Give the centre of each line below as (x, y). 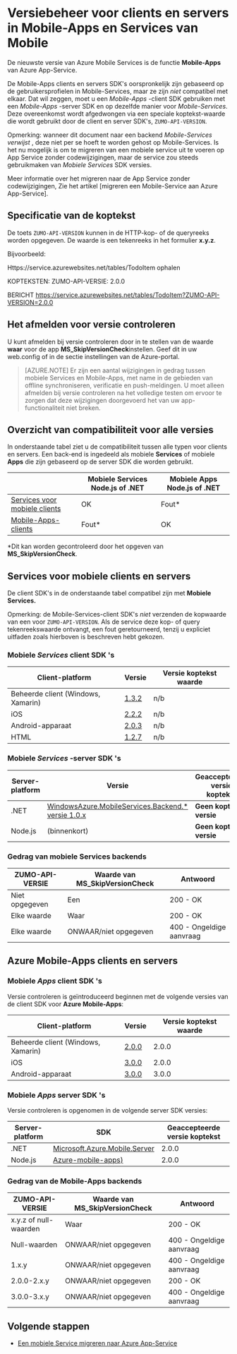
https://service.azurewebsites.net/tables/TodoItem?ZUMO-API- (127, 295)
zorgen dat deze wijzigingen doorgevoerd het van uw (102, 400)
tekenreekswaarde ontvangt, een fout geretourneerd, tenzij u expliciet (109, 629)
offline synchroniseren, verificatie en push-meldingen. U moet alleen (124, 385)
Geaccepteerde (194, 1128)
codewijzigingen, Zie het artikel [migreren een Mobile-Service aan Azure (113, 186)
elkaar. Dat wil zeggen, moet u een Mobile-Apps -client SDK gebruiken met (116, 98)
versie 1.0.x (67, 815)
